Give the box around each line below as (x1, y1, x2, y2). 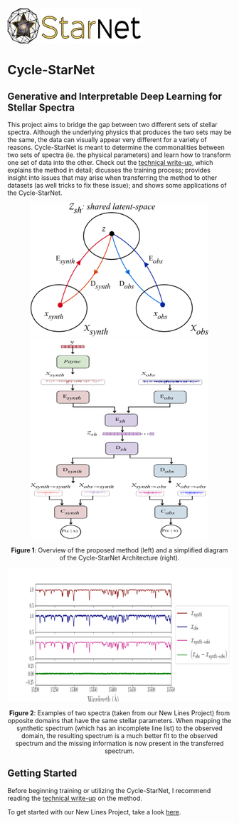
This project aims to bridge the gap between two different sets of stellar (7, 121, 218, 128)
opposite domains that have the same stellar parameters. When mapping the (7, 717, 232, 724)
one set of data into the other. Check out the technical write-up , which (7, 158, 213, 166)
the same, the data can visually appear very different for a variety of (7, 136, 208, 143)
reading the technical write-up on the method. (7, 794, 142, 802)
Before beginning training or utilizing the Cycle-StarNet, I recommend (7, 786, 211, 794)
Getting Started (7, 767, 78, 779)
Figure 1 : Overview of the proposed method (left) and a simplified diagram (11, 546, 228, 554)
